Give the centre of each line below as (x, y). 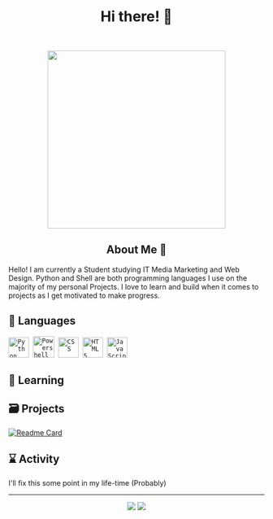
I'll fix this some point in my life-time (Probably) (87, 482)
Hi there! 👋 (136, 17)
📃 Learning (37, 380)
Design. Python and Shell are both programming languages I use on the (128, 278)
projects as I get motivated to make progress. (84, 295)
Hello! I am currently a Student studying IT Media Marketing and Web (124, 269)
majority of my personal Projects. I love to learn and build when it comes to (134, 286)
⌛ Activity (34, 459)
